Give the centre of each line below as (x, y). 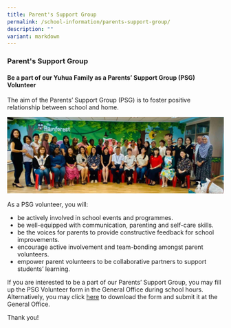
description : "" (30, 29)
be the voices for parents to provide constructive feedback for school (115, 232)
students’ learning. (44, 269)
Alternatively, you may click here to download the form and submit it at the (112, 296)
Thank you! (23, 317)
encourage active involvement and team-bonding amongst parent (110, 247)
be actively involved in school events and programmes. (95, 217)
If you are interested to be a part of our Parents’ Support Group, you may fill (114, 282)
